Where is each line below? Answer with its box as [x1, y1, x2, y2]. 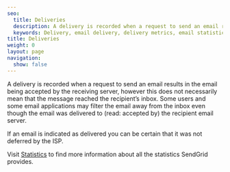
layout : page [7, 49, 44, 56]
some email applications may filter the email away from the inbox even [7, 101, 205, 110]
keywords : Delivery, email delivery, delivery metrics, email [13, 29, 194, 36]
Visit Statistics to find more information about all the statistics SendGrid [7, 150, 208, 158]
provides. [7, 157, 34, 165]
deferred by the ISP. [7, 136, 64, 145]
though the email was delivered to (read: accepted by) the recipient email [7, 109, 214, 117]
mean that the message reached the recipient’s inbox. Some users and [7, 94, 206, 103]
